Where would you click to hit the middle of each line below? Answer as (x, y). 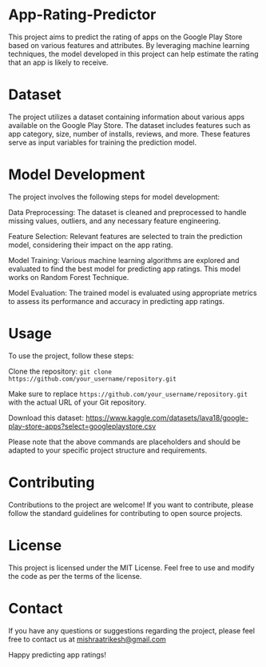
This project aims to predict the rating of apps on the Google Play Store (125, 37)
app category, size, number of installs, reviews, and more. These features (129, 134)
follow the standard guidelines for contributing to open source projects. (125, 513)
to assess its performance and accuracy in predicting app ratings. (117, 301)
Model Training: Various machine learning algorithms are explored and (124, 260)
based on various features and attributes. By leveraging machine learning (129, 45)
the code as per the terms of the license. (75, 576)
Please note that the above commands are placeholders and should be (125, 441)
